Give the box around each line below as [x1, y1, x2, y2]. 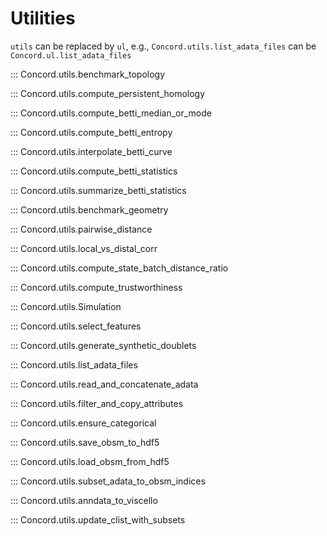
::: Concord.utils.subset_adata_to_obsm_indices [10, 475, 206, 487]
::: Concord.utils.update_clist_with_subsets [10, 513, 186, 526]
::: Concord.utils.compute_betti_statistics [10, 165, 178, 177]
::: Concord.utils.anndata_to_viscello [10, 494, 158, 506]
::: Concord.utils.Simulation [10, 300, 122, 312]
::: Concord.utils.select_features [10, 320, 142, 332]
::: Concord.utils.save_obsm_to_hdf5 [10, 436, 160, 448]
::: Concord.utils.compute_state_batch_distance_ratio [10, 262, 229, 274]
